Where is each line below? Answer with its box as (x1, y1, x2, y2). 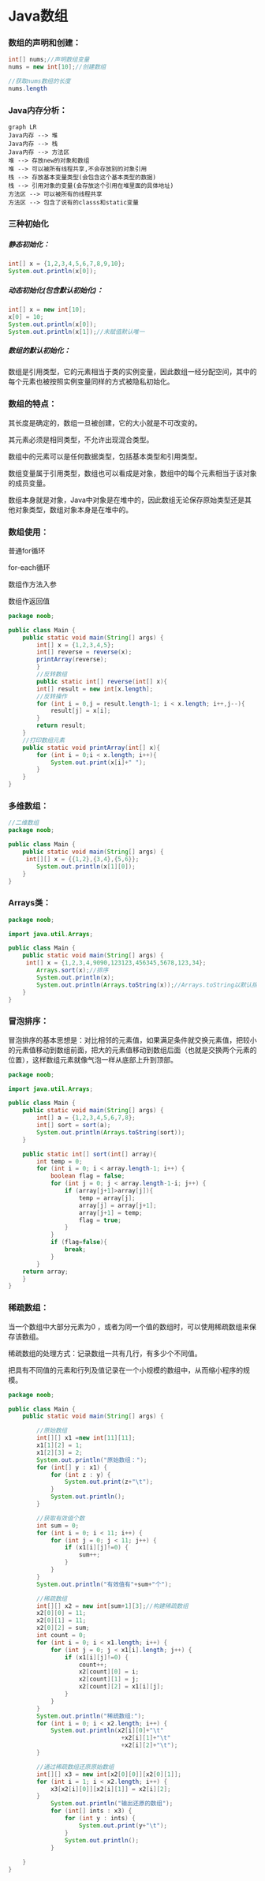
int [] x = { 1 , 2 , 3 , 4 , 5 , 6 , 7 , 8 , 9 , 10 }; (8, 260, 125, 268)
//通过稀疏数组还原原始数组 (36, 1763, 114, 1770)
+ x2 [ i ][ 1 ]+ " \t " (121, 1734, 171, 1742)
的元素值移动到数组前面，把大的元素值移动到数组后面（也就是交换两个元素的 (8, 1045, 257, 1055)
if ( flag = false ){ (50, 1238, 108, 1246)
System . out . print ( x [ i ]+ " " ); (50, 759, 147, 766)
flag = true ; (78, 1216, 122, 1224)
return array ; (22, 1268, 69, 1276)
